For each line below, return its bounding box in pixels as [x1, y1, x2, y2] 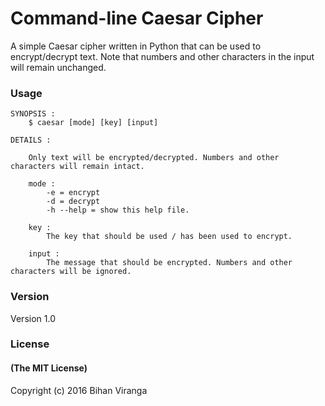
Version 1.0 [10, 312, 56, 324]
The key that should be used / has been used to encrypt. [46, 232, 293, 242]
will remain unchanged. [10, 61, 107, 73]
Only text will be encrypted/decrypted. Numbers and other [28, 153, 280, 163]
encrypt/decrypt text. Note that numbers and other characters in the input [10, 50, 315, 62]
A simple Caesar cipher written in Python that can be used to [10, 40, 262, 52]
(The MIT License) [10, 362, 88, 374]
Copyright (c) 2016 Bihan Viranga [10, 384, 148, 396]
